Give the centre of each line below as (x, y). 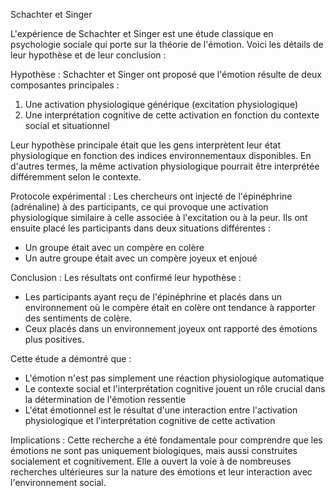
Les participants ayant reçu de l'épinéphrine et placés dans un (153, 297)
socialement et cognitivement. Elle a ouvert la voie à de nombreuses (151, 461)
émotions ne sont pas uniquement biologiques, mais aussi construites (154, 450)
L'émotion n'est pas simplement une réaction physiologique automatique (174, 378)
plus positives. (54, 339)
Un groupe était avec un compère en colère (114, 247)
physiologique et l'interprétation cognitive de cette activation (150, 420)
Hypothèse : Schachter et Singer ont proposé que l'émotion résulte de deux (166, 74)
